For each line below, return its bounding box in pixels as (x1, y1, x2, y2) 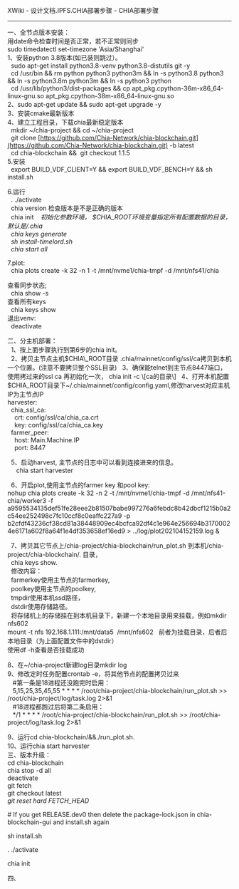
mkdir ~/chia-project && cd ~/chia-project (10, 126, 134, 134)
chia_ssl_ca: (10, 405, 46, 414)
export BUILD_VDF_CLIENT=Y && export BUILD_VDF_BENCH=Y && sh (10, 165, 213, 173)
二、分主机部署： (7, 337, 58, 345)
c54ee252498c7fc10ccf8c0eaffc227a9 (7, 511, 122, 520)
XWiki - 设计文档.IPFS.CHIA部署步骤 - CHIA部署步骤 (7, 6, 159, 14)
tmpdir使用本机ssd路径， (10, 593, 84, 602)
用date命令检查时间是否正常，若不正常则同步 (7, 37, 139, 45)
